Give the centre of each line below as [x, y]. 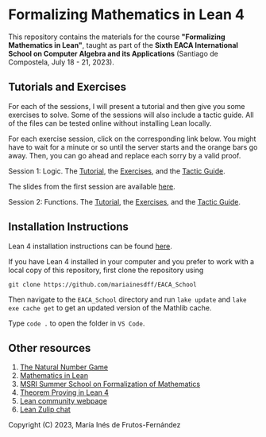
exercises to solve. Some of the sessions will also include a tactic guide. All [131, 115]
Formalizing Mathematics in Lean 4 [126, 15]
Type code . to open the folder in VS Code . [77, 323]
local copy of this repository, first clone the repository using [106, 270]
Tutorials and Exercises [67, 87]
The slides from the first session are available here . [92, 186]
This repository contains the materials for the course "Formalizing [117, 37]
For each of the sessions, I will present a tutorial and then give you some [127, 106]
